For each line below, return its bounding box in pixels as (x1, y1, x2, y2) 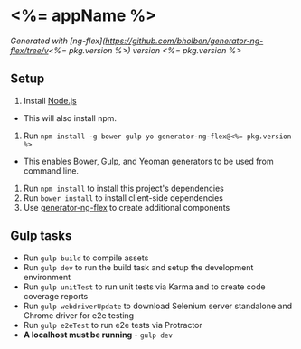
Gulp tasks (10, 228, 72, 244)
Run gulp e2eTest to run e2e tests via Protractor (23, 319, 202, 330)
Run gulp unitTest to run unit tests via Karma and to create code (23, 281, 266, 292)
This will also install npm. (23, 112, 117, 123)
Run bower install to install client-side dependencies (23, 192, 224, 203)
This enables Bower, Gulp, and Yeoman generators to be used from (23, 156, 274, 166)
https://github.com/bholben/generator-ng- (104, 35, 264, 46)
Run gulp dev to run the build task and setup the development (23, 261, 254, 272)
